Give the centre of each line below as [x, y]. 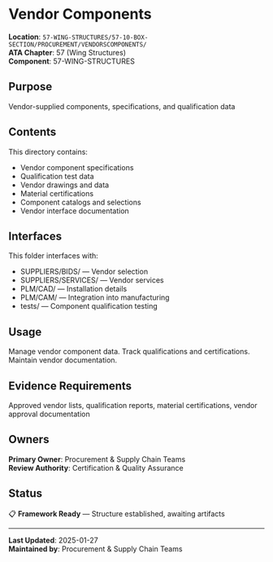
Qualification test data [57, 176]
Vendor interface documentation [75, 211]
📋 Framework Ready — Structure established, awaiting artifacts [117, 513]
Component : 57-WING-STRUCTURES [72, 61]
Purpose [30, 87]
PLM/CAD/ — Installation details [74, 289]
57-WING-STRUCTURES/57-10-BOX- [95, 37]
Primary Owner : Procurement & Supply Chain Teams [97, 459]
